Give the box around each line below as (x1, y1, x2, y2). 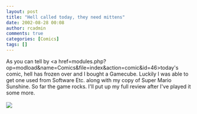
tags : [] (6, 42, 28, 48)
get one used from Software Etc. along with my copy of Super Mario (6, 76, 172, 83)
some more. (6, 89, 35, 96)
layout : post (6, 8, 38, 15)
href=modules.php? (58, 57, 106, 65)
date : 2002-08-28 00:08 (6, 19, 65, 25)
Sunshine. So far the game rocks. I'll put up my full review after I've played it (6, 83, 191, 90)
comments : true (6, 31, 44, 37)
